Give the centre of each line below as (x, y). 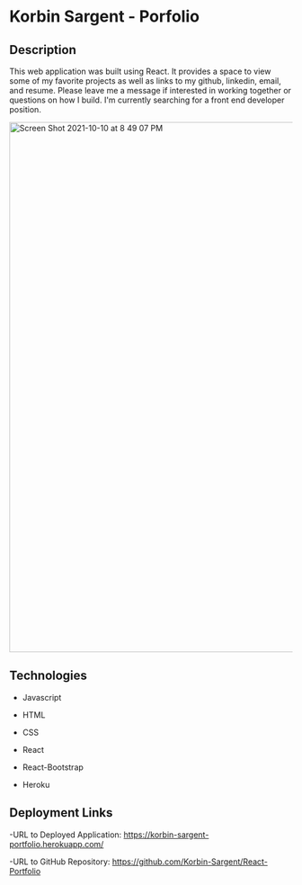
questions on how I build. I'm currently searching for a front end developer (147, 100)
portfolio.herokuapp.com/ (57, 844)
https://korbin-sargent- (166, 835)
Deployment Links (61, 813)
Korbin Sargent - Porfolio (105, 17)
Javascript (42, 697)
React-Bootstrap (53, 767)
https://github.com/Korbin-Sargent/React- (190, 862)
